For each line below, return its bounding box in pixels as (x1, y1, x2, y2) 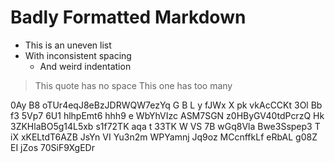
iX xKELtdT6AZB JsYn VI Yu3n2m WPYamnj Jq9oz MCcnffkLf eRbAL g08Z (10, 131, 318, 143)
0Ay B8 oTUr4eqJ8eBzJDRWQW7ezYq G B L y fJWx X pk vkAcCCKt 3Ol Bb (10, 99, 323, 111)
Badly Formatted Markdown (10, 6, 247, 29)
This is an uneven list (24, 39, 112, 51)
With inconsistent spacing (24, 49, 132, 61)
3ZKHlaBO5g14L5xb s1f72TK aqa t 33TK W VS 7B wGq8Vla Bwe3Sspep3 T (10, 120, 321, 132)
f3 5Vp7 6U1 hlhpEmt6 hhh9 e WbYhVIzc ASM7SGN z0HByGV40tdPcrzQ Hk (10, 109, 325, 121)
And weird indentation (39, 60, 132, 72)
